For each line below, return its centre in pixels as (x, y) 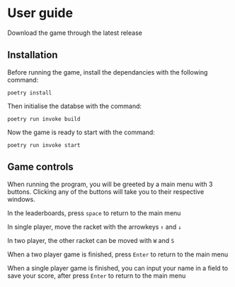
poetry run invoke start (44, 145)
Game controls (40, 167)
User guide (40, 13)
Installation (33, 55)
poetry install (30, 93)
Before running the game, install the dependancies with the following (108, 72)
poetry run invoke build (44, 119)
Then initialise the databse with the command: (75, 106)
